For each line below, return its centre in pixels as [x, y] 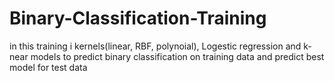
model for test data [48, 67]
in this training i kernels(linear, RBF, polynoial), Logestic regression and [155, 46]
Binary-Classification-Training [138, 18]
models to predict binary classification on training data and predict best [177, 56]
